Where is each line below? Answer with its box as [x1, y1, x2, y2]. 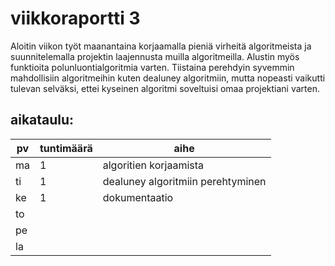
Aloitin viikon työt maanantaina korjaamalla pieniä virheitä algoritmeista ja [10, 40, 312, 52]
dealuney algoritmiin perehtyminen [102, 174, 267, 188]
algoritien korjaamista [102, 158, 205, 172]
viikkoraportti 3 [10, 7, 141, 30]
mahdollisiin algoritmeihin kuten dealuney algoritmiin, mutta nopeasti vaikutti [10, 72, 326, 84]
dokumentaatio [102, 190, 174, 204]
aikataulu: [10, 112, 75, 129]
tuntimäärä [39, 141, 93, 155]
